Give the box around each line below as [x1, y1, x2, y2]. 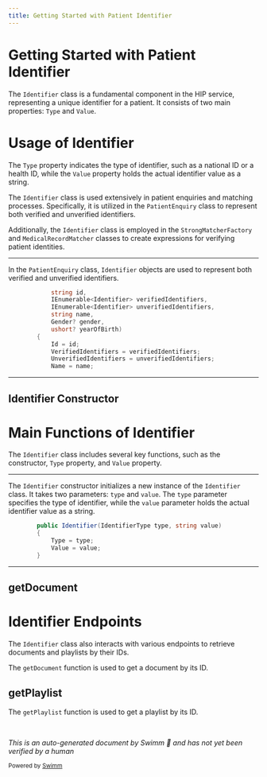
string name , [50, 311, 94, 319]
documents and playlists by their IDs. [8, 647, 130, 657]
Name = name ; [50, 363, 94, 371]
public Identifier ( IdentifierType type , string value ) [37, 522, 222, 530]
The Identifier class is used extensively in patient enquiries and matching [8, 192, 253, 202]
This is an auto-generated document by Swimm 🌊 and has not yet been [8, 737, 243, 748]
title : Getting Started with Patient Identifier [8, 11, 172, 20]
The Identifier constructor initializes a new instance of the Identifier [8, 481, 241, 491]
